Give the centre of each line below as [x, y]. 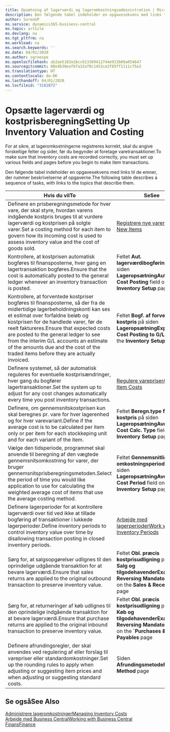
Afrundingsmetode [140, 665]
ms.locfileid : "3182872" [31, 85]
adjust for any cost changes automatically [57, 393]
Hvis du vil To [60, 195]
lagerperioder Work [139, 526]
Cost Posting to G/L [141, 334]
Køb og [125, 612]
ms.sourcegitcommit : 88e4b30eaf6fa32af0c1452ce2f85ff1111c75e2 [73, 66]
